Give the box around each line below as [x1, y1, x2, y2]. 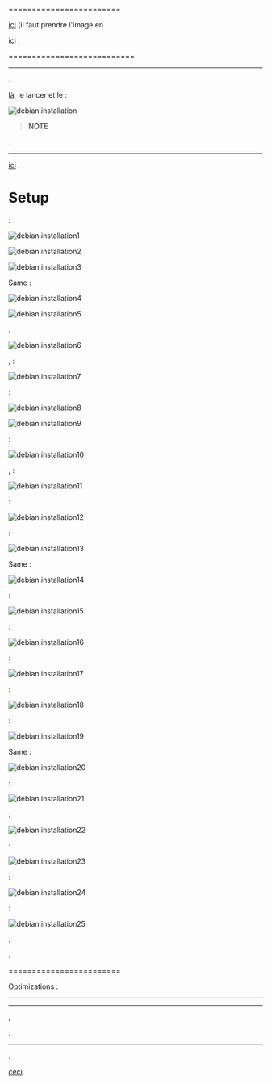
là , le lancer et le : [8, 90, 67, 99]
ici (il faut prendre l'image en [8, 20, 104, 29]
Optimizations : [8, 981, 59, 991]
